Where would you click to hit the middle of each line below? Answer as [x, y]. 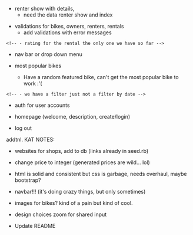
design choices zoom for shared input [61, 214]
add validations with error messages [67, 32]
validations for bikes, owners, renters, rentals [69, 26]
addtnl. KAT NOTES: [30, 139]
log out [23, 128]
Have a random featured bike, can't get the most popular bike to [101, 77]
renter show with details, [44, 9]
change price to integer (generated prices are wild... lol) [82, 162]
